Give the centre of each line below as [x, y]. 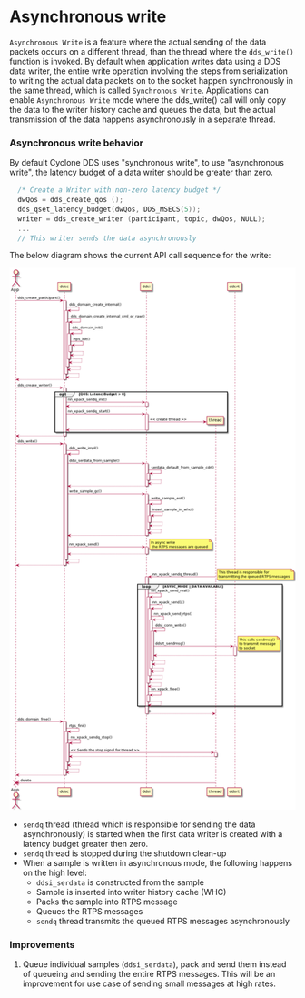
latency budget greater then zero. [85, 843]
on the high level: [55, 872]
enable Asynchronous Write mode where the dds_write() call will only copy [148, 100]
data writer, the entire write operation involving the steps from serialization [149, 71]
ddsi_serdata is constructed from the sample [120, 882]
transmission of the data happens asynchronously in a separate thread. [143, 119]
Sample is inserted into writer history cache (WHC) [131, 892]
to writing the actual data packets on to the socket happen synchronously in [151, 80]
